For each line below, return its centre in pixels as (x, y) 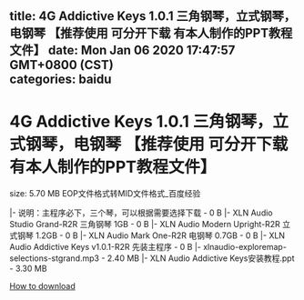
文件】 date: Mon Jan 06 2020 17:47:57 (122, 50)
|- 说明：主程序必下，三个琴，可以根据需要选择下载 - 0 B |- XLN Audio (141, 213)
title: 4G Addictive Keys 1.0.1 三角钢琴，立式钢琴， (152, 16)
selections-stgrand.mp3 (55, 258)
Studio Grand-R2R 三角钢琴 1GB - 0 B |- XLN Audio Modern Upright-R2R (145, 225)
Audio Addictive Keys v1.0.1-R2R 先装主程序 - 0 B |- (106, 247)
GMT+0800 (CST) (61, 65)
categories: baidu (61, 80)
